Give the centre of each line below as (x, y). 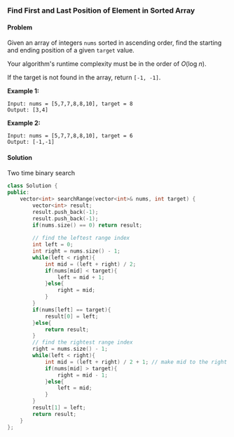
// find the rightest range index (83, 342)
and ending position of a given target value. (71, 51)
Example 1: (23, 91)
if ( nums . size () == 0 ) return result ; (87, 225)
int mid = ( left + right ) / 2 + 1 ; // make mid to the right (136, 362)
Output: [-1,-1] (31, 142)
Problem (20, 27)
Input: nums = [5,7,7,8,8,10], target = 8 (70, 104)
